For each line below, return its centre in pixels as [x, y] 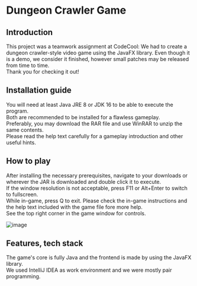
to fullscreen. [22, 194]
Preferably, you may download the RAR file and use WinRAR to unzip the [94, 123]
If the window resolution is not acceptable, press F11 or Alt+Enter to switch [97, 188]
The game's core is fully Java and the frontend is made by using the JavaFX [99, 258]
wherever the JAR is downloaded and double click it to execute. [84, 182]
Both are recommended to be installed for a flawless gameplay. [83, 117]
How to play [28, 161]
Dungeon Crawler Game [66, 10]
